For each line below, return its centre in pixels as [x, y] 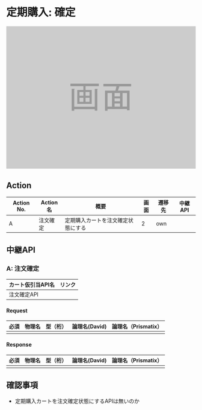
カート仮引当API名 [32, 285]
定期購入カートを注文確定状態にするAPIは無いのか [77, 401]
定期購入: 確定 [41, 12]
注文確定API [24, 295]
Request [17, 311]
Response [19, 344]
